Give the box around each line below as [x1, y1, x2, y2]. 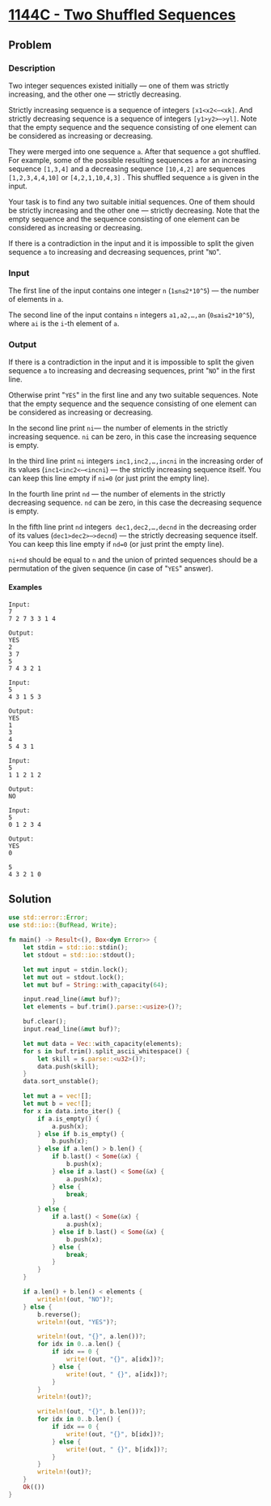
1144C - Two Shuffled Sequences [8, 6, 236, 24]
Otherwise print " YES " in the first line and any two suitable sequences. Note [8, 390, 259, 400]
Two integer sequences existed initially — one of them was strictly [8, 80, 229, 90]
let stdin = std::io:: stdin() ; [23, 944, 129, 952]
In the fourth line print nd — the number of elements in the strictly [8, 489, 226, 499]
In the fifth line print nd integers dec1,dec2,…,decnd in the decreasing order [8, 522, 257, 532]
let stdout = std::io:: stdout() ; [23, 951, 136, 959]
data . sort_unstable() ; [23, 1078, 100, 1086]
